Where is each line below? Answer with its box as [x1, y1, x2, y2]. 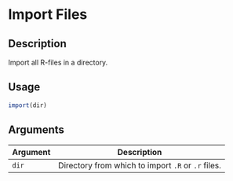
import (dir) [8, 101, 47, 109]
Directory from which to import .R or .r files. [58, 160, 221, 171]
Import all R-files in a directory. [8, 57, 108, 67]
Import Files [8, 6, 88, 24]
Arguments [8, 124, 65, 137]
